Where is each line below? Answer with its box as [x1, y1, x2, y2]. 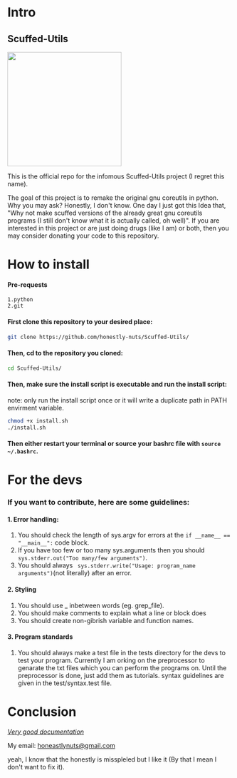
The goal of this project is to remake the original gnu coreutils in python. [7, 193, 218, 202]
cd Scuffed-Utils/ [7, 365, 62, 372]
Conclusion [7, 704, 77, 719]
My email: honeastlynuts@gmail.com [7, 741, 116, 749]
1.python [7, 296, 33, 303]
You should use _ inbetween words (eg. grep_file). [17, 601, 165, 610]
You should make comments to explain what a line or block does [17, 608, 206, 617]
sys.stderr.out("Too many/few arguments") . [17, 554, 148, 562]
